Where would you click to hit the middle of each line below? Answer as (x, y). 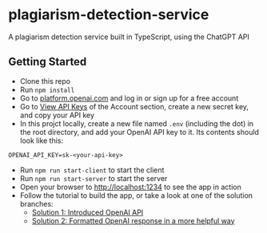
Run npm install (47, 89)
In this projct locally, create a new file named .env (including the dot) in (137, 123)
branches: (36, 203)
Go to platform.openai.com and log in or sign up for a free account (129, 98)
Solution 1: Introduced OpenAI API (88, 212)
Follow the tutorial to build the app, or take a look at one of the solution (136, 195)
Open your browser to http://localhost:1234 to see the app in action (130, 187)
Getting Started (48, 62)
